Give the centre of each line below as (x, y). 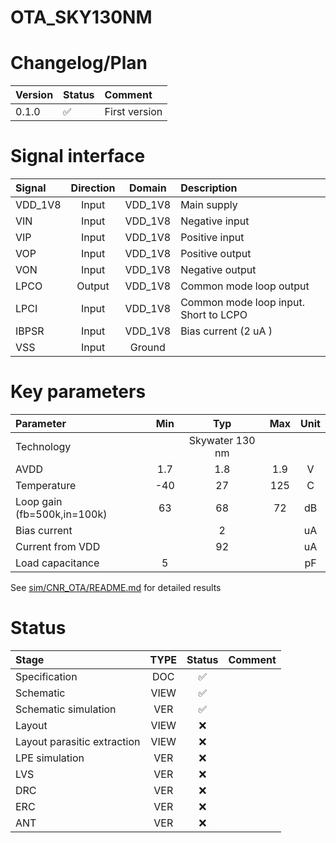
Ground (147, 348)
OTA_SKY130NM (81, 17)
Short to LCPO (214, 315)
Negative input (215, 221)
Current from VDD (58, 546)
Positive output (216, 254)
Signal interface (78, 156)
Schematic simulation (66, 709)
